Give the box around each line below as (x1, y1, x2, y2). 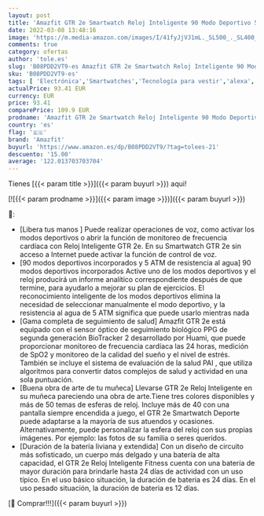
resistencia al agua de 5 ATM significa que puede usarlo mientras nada (19, 308, 250, 318)
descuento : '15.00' (8, 150, 72, 158)
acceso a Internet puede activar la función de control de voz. (19, 250, 218, 259)
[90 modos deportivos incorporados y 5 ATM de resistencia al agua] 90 (19, 258, 251, 268)
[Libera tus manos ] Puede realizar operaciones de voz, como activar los (19, 225, 255, 234)
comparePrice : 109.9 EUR (8, 107, 90, 115)
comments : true (8, 41, 58, 49)
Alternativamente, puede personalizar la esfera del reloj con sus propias (19, 425, 253, 434)
